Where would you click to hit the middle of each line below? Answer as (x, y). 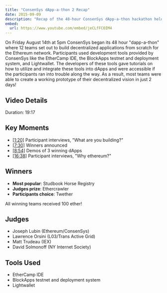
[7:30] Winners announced (40, 145)
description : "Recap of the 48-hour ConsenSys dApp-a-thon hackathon (79, 19)
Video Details (26, 100)
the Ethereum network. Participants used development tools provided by (79, 53)
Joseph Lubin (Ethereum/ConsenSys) (51, 231)
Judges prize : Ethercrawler (41, 189)
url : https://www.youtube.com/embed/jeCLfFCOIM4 (61, 28)
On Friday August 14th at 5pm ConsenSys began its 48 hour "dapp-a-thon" (82, 42)
